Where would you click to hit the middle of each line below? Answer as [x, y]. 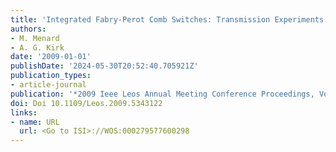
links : [24, 112]
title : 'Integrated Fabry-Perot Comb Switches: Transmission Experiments [167, 19]
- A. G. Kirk [37, 47]
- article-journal [48, 85]
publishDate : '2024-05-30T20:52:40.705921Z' [104, 66]
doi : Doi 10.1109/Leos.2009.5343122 [86, 103]
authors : [28, 29]
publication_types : [51, 76]
